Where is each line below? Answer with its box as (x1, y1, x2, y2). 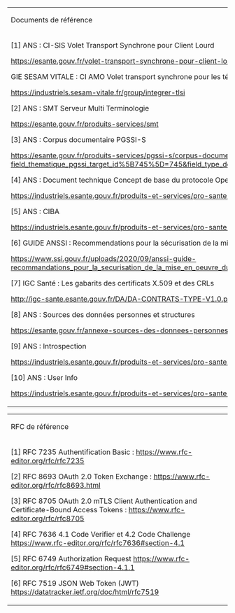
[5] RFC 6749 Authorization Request (10, 554, 131, 563)
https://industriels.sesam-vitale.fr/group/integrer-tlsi (10, 87, 185, 97)
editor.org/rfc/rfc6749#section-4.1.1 (10, 563, 135, 572)
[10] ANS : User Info (10, 373, 78, 382)
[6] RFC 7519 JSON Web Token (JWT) (10, 579, 139, 588)
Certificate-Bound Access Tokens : (10, 505, 127, 514)
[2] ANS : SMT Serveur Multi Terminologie (10, 104, 149, 113)
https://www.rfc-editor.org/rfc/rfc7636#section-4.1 (10, 538, 185, 548)
